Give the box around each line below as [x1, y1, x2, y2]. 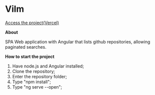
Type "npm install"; [12, 79, 52, 85]
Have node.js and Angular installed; [12, 63, 84, 69]
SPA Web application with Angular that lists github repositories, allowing [5, 38, 151, 45]
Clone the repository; [12, 68, 55, 74]
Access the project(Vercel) [5, 20, 59, 26]
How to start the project [5, 53, 55, 60]
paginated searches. [5, 44, 47, 50]
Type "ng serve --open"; [12, 84, 62, 90]
